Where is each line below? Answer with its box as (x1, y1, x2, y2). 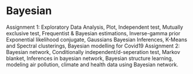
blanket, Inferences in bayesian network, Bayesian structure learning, (6, 55, 174, 62)
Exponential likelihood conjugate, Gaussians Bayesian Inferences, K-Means (6, 36, 188, 43)
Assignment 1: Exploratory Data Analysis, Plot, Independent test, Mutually (6, 23, 184, 31)
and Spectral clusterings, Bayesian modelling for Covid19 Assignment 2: (6, 42, 180, 49)
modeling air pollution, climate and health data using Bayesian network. (6, 60, 179, 68)
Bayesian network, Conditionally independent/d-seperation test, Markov (6, 48, 181, 55)
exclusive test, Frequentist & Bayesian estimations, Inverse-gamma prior (6, 29, 181, 36)
